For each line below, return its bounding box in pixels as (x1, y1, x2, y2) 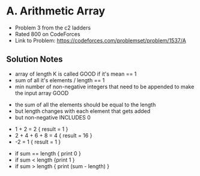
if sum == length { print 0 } (14, 150, 81, 157)
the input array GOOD (14, 89, 69, 97)
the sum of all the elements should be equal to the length (14, 101, 156, 108)
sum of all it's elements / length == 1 (14, 76, 105, 83)
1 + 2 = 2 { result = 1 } (14, 125, 68, 133)
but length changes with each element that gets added (14, 107, 151, 115)
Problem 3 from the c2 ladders (14, 24, 91, 31)
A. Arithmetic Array (6, 4, 106, 18)
